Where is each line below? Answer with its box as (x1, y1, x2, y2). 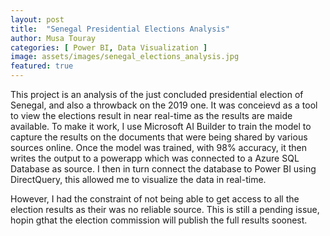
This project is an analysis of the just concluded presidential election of (10, 89, 304, 100)
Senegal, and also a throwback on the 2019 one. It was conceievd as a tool (10, 99, 318, 111)
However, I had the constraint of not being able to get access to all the (10, 193, 300, 205)
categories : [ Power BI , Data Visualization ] (10, 42, 208, 53)
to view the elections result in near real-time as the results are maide (10, 110, 293, 121)
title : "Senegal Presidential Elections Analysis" (10, 24, 230, 34)
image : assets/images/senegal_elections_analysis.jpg (10, 52, 240, 62)
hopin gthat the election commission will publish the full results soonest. (10, 214, 308, 226)
